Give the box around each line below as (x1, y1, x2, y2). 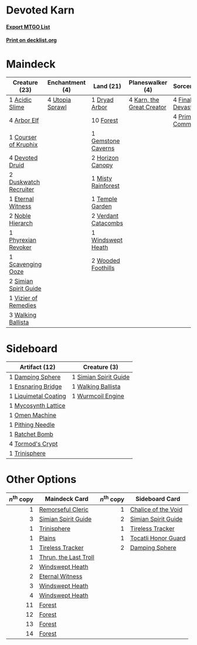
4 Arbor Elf (9, 116, 39, 125)
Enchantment (47, 79, 86, 87)
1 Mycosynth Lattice (9, 402, 66, 410)
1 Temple (91, 195, 117, 203)
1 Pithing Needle (9, 421, 55, 429)
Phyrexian (9, 236, 37, 244)
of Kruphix (9, 140, 38, 149)
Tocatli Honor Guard (130, 534, 186, 542)
